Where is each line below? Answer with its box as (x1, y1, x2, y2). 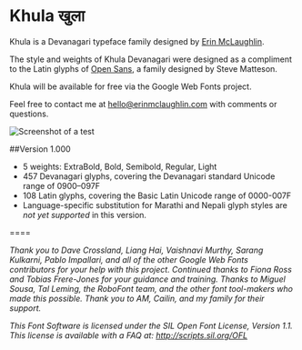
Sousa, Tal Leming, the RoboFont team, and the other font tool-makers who (9, 283, 294, 294)
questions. (9, 108, 49, 119)
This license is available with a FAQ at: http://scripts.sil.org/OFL (9, 329, 248, 341)
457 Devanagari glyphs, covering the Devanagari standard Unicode (22, 170, 276, 182)
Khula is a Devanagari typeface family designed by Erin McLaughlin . (9, 35, 266, 46)
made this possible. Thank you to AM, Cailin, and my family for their (9, 293, 266, 304)
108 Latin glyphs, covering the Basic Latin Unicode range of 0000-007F (22, 190, 292, 201)
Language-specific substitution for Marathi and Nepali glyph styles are (22, 199, 288, 210)
